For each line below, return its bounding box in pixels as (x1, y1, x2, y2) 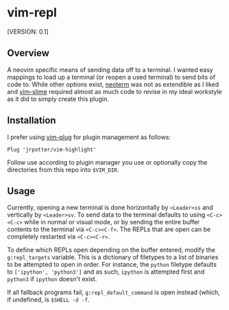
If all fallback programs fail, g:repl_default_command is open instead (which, (7, 288, 221, 296)
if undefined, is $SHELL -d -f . (7, 296, 91, 304)
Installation (7, 115, 56, 126)
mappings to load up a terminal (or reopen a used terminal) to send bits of (7, 73, 216, 81)
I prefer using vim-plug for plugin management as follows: (7, 132, 171, 141)
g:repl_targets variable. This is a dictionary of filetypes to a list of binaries (7, 253, 219, 261)
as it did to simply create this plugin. (7, 95, 110, 103)
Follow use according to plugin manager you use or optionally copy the (7, 158, 208, 166)
